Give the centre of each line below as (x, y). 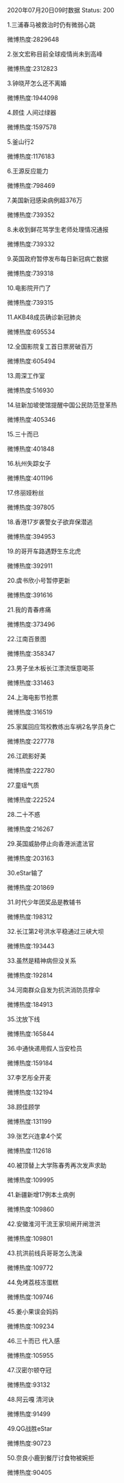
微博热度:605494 (32, 361)
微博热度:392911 (30, 566)
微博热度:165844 (31, 1034)
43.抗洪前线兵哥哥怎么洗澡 (45, 1253)
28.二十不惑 (24, 814)
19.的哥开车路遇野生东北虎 (44, 551)
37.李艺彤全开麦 (29, 1078)
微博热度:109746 (30, 1297)
